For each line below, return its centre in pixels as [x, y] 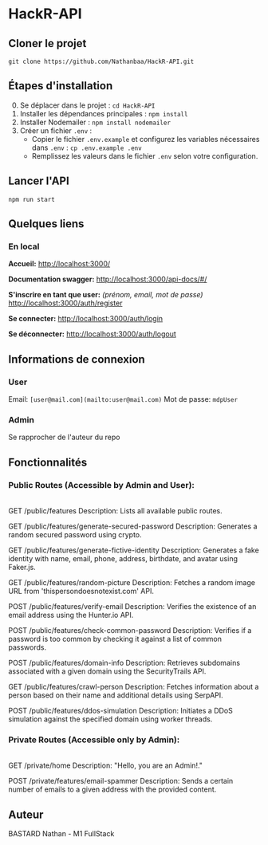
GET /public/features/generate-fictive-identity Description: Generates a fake [134, 550]
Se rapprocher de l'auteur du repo [64, 437]
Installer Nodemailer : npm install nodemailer [95, 122]
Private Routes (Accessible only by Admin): [94, 740]
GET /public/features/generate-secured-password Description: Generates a [133, 526]
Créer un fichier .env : [56, 130]
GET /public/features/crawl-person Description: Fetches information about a [134, 686]
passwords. [27, 647]
